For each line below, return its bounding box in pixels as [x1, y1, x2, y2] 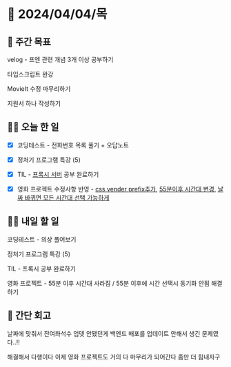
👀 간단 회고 [7, 310, 52, 322]
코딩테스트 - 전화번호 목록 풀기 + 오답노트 [17, 140, 130, 149]
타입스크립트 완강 [7, 70, 54, 78]
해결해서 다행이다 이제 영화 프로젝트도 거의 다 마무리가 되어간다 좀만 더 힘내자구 [7, 353, 221, 361]
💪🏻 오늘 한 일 [7, 121, 59, 133]
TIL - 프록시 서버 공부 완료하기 [17, 170, 99, 178]
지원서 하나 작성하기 [7, 99, 61, 107]
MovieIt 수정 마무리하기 [7, 85, 71, 93]
